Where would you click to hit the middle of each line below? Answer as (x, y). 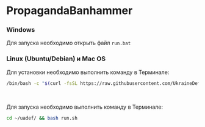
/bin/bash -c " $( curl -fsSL (42, 83)
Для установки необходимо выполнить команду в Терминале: (88, 72)
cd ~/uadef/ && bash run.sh (42, 118)
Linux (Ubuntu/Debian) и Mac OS (56, 59)
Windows (21, 30)
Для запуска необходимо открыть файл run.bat (69, 43)
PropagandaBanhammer (70, 11)
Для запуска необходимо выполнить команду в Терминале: (85, 107)
